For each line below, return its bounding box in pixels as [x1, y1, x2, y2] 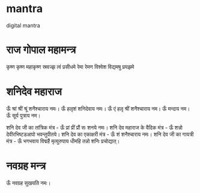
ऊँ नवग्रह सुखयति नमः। [6, 179, 51, 186]
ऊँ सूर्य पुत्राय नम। [6, 112, 41, 119]
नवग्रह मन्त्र [6, 159, 46, 172]
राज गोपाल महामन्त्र [6, 43, 76, 57]
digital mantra [6, 22, 40, 29]
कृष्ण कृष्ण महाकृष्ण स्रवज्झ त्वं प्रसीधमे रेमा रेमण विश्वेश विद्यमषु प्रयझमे [6, 63, 135, 71]
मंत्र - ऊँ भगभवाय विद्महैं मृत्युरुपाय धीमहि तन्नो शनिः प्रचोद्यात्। [6, 138, 120, 145]
